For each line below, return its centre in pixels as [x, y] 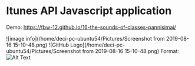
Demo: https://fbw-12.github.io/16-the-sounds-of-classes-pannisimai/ [91, 27]
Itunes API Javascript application [89, 11]
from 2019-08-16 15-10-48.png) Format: [131, 51]
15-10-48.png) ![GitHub [41, 45]
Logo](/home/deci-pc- [98, 45]
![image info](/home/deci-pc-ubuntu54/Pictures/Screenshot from [85, 38]
